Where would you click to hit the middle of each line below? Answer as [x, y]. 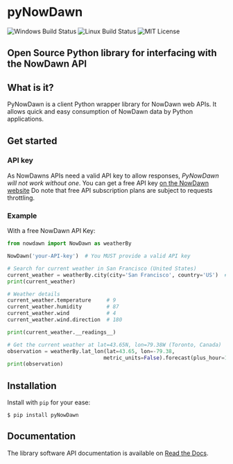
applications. [25, 119]
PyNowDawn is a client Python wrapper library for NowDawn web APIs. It [112, 104]
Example [22, 216]
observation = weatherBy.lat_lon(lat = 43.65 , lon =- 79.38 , [91, 351]
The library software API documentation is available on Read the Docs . [108, 453]
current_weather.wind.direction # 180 [65, 320]
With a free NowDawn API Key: [51, 231]
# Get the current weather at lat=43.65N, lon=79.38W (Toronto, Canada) [114, 345]
